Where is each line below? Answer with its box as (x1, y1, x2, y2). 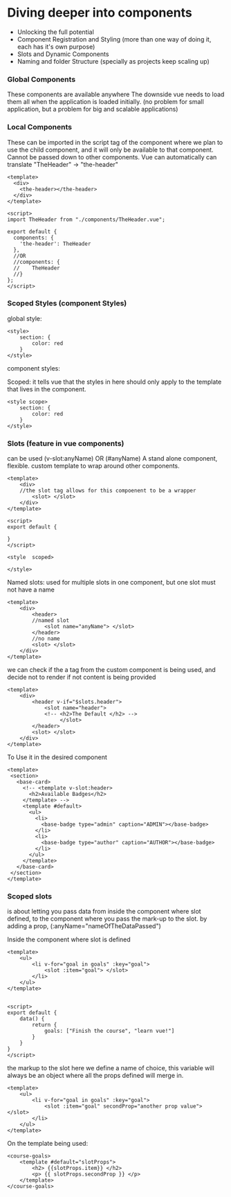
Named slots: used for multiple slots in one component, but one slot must (7, 578, 216, 587)
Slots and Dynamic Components (17, 50, 109, 58)
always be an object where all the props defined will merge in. (7, 1072, 184, 1080)
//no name (32, 635, 60, 642)
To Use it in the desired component (7, 753, 107, 761)
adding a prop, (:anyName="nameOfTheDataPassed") (7, 922, 161, 930)
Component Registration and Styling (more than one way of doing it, (17, 35, 212, 43)
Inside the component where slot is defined (7, 935, 131, 943)
